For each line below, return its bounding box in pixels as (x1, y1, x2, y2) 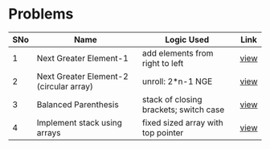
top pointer (141, 126, 184, 138)
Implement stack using (36, 117, 123, 128)
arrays (36, 126, 61, 138)
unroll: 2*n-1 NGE (141, 76, 213, 87)
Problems (8, 5, 74, 23)
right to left (141, 57, 184, 68)
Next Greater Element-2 (36, 70, 129, 81)
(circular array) (36, 81, 94, 92)
